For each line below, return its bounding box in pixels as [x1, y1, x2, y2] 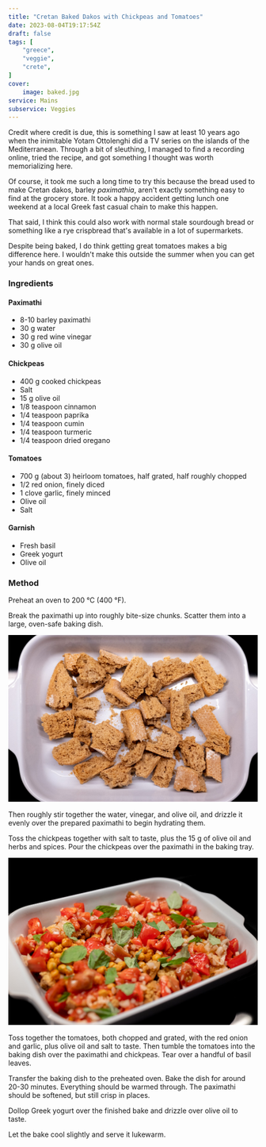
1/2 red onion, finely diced [19, 479, 105, 489]
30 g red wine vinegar [19, 332, 93, 341]
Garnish [8, 523, 36, 533]
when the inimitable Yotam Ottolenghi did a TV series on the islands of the [8, 136, 250, 146]
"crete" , [22, 64, 51, 71]
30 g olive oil [19, 341, 62, 350]
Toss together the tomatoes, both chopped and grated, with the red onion [8, 1033, 248, 1042]
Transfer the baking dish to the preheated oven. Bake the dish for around [8, 1073, 246, 1083]
